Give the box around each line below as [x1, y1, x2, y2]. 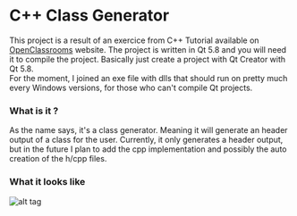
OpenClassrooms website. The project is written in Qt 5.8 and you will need [9, 44, 287, 54]
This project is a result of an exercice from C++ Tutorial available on [9, 35, 259, 46]
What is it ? [9, 104, 59, 117]
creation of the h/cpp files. [9, 154, 107, 164]
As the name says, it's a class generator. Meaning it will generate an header [9, 125, 288, 136]
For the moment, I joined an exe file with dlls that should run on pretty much [9, 72, 288, 83]
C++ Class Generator [9, 5, 170, 26]
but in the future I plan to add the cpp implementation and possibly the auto [9, 144, 287, 154]
